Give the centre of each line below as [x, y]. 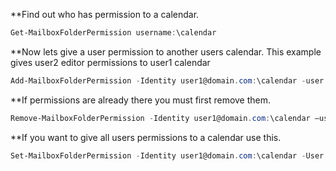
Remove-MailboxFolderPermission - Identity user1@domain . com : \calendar [160, 118]
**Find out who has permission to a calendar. [105, 14]
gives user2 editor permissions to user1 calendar [110, 62]
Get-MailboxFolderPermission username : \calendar [113, 33]
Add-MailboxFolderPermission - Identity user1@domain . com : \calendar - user [167, 80]
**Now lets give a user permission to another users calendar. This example [166, 51]
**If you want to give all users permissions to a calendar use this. [146, 137]
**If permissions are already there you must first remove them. [141, 100]
